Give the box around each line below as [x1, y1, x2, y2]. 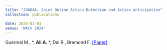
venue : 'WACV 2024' [5, 25, 46, 30]
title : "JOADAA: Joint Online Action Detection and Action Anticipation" [5, 7, 163, 12]
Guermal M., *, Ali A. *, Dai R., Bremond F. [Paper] [5, 39, 108, 45]
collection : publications [5, 12, 59, 17]
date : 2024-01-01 [5, 21, 42, 26]
